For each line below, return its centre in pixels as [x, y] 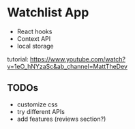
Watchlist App [48, 13]
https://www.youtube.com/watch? [78, 59]
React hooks [34, 31]
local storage [35, 46]
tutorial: [18, 59]
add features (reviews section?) [61, 119]
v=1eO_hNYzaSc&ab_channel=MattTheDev [67, 66]
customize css [37, 104]
